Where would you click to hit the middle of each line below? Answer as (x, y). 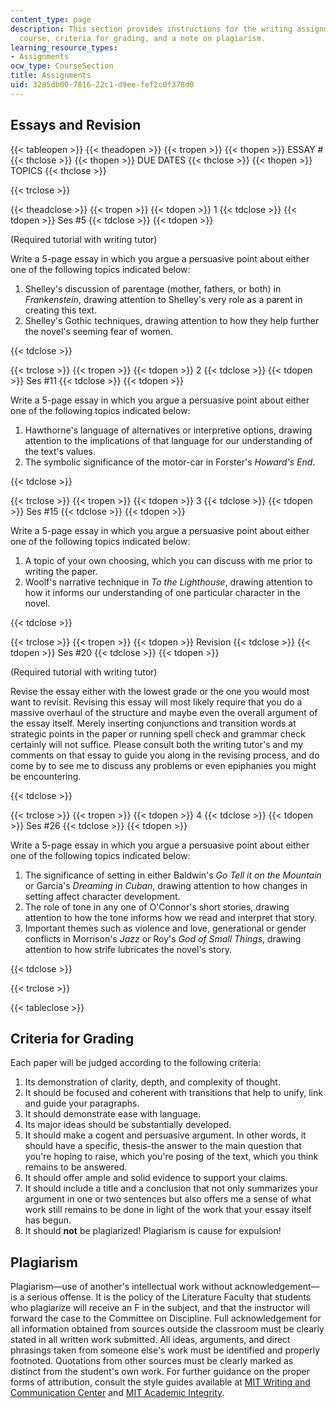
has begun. (48, 1220)
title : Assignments (51, 76)
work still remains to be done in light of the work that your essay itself (168, 1210)
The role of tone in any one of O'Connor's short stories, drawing (157, 907)
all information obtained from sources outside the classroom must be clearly (167, 1329)
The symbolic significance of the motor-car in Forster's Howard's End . (170, 462)
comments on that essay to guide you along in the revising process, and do (165, 755)
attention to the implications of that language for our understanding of (168, 440)
